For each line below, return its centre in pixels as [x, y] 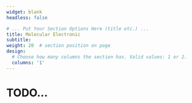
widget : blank [24, 12]
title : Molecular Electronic [43, 34]
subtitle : [19, 40]
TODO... [27, 93]
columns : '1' [28, 62]
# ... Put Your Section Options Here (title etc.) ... [78, 29]
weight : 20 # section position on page [59, 46]
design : [16, 51]
